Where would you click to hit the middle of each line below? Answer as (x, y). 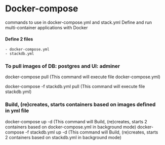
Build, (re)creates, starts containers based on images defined (80, 104)
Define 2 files (19, 39)
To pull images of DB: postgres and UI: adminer (62, 66)
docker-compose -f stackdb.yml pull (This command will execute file (75, 87)
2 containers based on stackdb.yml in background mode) (63, 137)
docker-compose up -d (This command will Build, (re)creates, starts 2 (76, 121)
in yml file (17, 111)
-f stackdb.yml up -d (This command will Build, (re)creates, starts (92, 132)
